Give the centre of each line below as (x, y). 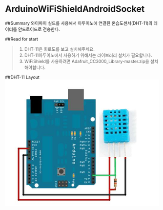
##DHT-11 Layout (22, 77)
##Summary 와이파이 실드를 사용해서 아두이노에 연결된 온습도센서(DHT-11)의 (79, 23)
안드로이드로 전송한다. (39, 29)
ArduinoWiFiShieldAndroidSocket (75, 9)
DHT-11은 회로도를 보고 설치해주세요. (60, 49)
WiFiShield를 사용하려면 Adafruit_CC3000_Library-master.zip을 (87, 61)
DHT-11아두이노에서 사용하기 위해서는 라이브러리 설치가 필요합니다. (88, 55)
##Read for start (21, 39)
